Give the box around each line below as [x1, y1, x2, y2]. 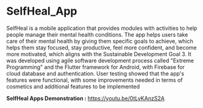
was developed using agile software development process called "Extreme [6, 57, 194, 64]
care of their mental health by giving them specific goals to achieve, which [6, 37, 194, 45]
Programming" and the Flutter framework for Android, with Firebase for [6, 63, 185, 71]
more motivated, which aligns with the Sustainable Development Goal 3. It [6, 50, 192, 57]
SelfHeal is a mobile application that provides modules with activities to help [6, 24, 198, 32]
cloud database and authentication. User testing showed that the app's [6, 70, 185, 77]
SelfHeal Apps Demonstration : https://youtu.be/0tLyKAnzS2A [6, 95, 165, 102]
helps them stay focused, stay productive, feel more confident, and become [6, 44, 197, 51]
